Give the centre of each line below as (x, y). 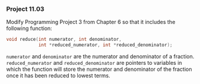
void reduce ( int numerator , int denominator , (64, 40)
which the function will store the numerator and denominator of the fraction (99, 69)
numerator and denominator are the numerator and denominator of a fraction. (100, 56)
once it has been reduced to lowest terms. (58, 76)
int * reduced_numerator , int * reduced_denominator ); (105, 45)
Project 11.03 (25, 9)
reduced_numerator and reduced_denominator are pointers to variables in (94, 63)
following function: (29, 28)
